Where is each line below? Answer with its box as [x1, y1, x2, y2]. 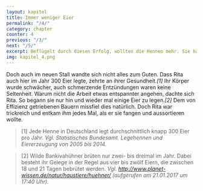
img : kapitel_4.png [6, 54, 56, 60]
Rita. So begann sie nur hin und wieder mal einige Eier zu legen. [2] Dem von [6, 96, 196, 104]
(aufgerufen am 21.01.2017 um [112, 171, 188, 179]
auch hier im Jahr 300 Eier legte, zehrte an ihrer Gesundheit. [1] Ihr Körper [6, 77, 190, 84]
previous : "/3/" [6, 37, 47, 43]
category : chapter [6, 25, 53, 32]
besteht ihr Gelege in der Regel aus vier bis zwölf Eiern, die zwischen [21, 158, 194, 166]
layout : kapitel [6, 8, 47, 15]
